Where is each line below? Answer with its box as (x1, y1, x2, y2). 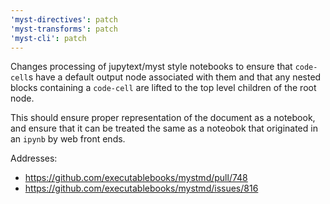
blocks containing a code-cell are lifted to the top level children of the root (10, 82, 317, 94)
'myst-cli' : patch (10, 33, 87, 43)
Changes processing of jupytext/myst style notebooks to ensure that (10, 61, 293, 73)
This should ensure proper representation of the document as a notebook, (10, 112, 316, 124)
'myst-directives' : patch (10, 14, 118, 25)
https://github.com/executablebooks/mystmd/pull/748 (24, 172, 248, 184)
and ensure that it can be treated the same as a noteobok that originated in (10, 122, 318, 135)
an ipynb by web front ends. (10, 133, 126, 145)
